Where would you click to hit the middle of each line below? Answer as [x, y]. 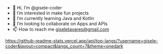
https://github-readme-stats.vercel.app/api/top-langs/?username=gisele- [82, 41]
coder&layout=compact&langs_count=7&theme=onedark [64, 46]
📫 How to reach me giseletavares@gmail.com [61, 29]
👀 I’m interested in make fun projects [51, 13]
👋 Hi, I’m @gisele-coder [37, 8]
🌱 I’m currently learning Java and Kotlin [53, 18]
